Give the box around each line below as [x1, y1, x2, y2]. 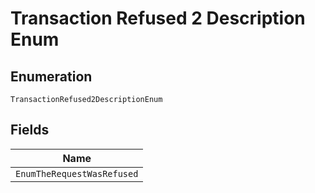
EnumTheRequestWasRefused [15, 168, 139, 179]
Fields [10, 122, 50, 139]
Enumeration [10, 68, 93, 85]
